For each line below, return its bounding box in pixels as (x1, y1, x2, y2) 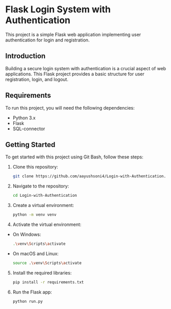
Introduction (5, 52, 46, 60)
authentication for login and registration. (5, 37, 90, 43)
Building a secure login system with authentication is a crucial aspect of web (5, 65, 166, 71)
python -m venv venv (12, 212, 57, 217)
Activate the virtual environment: (12, 221, 82, 228)
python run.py (12, 299, 43, 304)
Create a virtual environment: (12, 202, 74, 209)
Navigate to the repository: (12, 183, 69, 189)
